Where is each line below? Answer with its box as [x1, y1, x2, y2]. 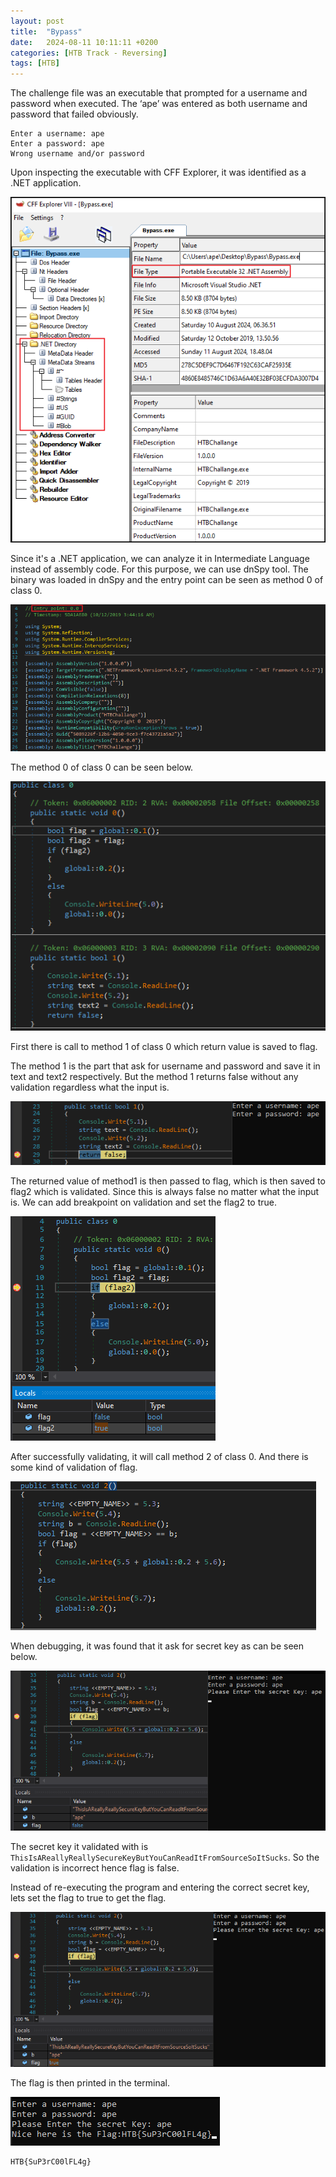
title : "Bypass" [10, 26, 83, 37]
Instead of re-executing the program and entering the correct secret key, [10, 1881, 310, 1894]
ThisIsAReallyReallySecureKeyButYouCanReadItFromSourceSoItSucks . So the [10, 1851, 320, 1864]
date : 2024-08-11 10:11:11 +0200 [10, 37, 159, 47]
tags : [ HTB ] [10, 58, 60, 69]
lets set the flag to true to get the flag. [10, 1892, 167, 1904]
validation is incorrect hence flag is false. [10, 1862, 180, 1874]
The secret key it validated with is [10, 1841, 149, 1853]
